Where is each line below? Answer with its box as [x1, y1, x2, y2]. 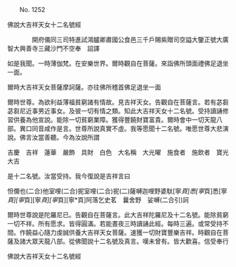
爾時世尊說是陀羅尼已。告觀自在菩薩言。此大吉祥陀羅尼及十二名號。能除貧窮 [7, 211, 229, 219]
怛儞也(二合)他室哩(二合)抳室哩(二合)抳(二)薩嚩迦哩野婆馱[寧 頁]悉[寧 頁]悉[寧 [7, 187, 228, 195]
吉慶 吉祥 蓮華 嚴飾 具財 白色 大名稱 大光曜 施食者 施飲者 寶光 [7, 148, 229, 156]
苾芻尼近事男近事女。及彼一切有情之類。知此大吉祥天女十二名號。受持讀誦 [7, 107, 223, 115]
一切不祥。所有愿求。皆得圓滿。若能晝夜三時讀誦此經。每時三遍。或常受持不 [7, 220, 229, 228]
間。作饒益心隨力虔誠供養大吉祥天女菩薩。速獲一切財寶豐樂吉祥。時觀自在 [7, 228, 223, 237]
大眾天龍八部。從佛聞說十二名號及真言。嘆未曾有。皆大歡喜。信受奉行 [25, 237, 229, 245]
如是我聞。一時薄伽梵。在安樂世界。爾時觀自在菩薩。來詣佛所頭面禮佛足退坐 [7, 59, 229, 68]
